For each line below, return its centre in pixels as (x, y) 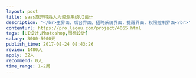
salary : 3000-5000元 (31, 39)
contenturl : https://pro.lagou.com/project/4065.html (74, 28)
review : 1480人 (24, 50)
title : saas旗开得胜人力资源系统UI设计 (50, 17)
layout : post (22, 11)
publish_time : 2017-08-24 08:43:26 (50, 45)
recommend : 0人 (24, 60)
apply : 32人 (20, 55)
